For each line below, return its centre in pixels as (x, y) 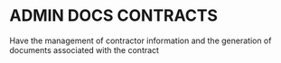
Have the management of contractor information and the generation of (140, 40)
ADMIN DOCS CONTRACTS (114, 16)
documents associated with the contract (84, 49)
